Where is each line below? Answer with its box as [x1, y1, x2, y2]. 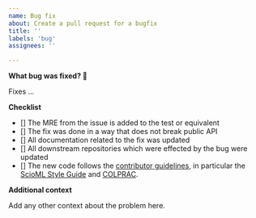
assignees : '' [8, 42, 57, 50]
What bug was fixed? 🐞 [8, 71, 87, 81]
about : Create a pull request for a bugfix [8, 19, 158, 27]
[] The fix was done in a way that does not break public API [19, 127, 218, 136]
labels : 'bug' [8, 34, 57, 43]
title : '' [8, 27, 42, 35]
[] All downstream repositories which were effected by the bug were [19, 144, 248, 153]
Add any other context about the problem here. [8, 201, 166, 211]
